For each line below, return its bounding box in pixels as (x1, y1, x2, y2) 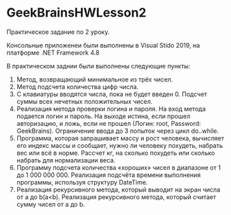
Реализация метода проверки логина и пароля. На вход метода (16, 104, 206, 113)
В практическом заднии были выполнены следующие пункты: (6, 62, 191, 70)
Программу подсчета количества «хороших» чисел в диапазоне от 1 (16, 163, 221, 171)
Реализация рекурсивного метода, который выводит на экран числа (16, 185, 221, 194)
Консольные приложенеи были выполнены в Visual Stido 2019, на (6, 41, 201, 49)
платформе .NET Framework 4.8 (6, 48, 100, 57)
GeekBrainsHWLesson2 (6, 5, 147, 21)
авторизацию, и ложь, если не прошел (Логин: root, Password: (16, 119, 201, 127)
